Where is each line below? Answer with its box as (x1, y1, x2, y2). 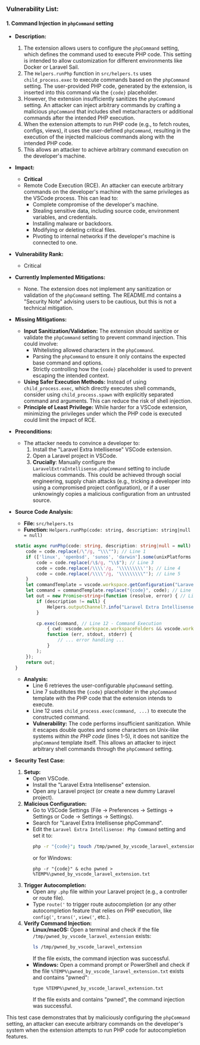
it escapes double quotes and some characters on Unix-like (32, 727, 179, 734)
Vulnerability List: (6, 5, 59, 13)
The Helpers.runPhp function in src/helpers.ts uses (23, 70, 152, 77)
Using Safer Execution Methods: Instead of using (23, 378, 147, 385)
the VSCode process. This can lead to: (23, 195, 118, 202)
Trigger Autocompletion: (23, 882, 86, 889)
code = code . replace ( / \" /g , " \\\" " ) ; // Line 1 (26, 548, 146, 554)
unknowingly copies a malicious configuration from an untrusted (32, 491, 190, 498)
